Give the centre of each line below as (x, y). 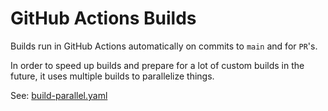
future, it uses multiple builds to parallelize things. (112, 76)
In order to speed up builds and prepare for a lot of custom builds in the (157, 65)
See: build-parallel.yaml (59, 95)
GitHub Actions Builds (103, 18)
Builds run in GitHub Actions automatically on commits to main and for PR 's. (164, 46)
